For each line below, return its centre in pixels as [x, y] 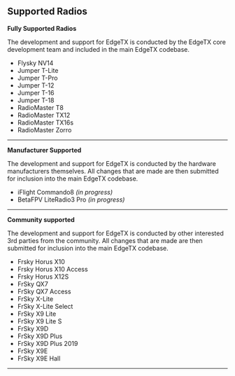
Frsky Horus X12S [43, 277]
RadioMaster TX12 [44, 115]
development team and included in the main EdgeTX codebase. [99, 49]
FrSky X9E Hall [39, 358]
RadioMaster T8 [41, 107]
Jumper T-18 [36, 100]
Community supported [41, 219]
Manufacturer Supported [44, 150]
